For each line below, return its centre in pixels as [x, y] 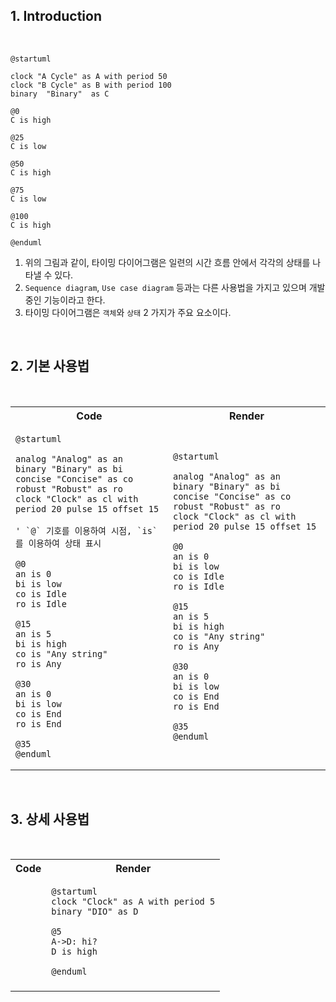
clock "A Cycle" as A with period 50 [89, 76]
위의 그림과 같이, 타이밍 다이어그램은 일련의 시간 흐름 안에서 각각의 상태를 [167, 262]
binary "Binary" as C [60, 94]
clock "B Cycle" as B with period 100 [91, 85]
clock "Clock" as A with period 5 [133, 902]
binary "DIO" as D [95, 912]
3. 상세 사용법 [50, 819]
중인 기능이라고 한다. [65, 300]
